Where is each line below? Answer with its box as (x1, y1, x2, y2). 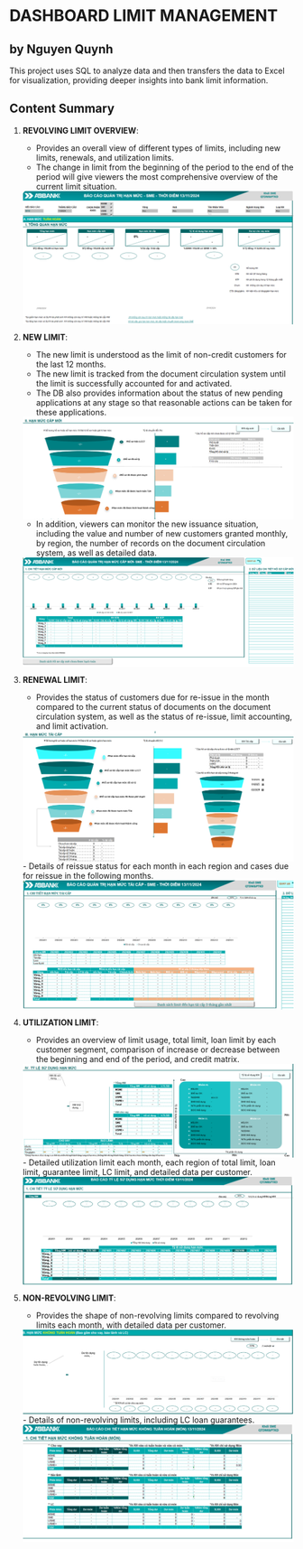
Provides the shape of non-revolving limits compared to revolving (35, 1310, 280, 1320)
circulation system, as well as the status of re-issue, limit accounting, (35, 711, 293, 723)
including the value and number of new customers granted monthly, (35, 527, 289, 538)
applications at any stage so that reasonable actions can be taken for (35, 397, 293, 408)
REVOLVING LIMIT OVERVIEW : (22, 125, 139, 135)
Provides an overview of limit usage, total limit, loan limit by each (35, 1035, 277, 1046)
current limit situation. (35, 181, 117, 191)
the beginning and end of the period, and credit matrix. (35, 1054, 241, 1065)
